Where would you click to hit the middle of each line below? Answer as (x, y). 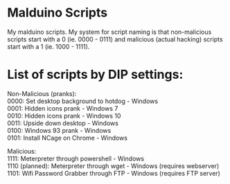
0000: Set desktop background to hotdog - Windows (82, 101)
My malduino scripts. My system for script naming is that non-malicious (109, 32)
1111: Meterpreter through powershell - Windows (76, 158)
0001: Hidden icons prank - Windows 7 (63, 108)
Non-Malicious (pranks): (42, 93)
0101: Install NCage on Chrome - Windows (68, 138)
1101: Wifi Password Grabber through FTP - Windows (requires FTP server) (114, 173)
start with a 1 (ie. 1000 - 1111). (48, 46)
